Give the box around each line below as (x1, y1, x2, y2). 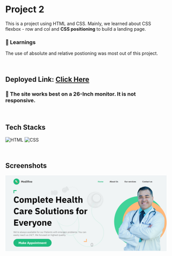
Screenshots (5, 161, 47, 170)
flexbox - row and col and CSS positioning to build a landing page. (5, 26, 146, 32)
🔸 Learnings (5, 38, 36, 45)
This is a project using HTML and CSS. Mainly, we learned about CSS (5, 20, 152, 27)
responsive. (5, 97, 36, 104)
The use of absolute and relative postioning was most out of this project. (5, 50, 158, 57)
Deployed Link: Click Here (5, 75, 90, 84)
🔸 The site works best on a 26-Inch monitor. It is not (5, 90, 136, 98)
